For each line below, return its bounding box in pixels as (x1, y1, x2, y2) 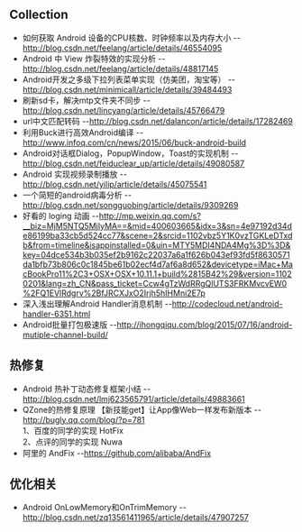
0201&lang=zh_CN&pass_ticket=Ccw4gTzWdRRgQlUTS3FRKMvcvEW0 (22, 278, 288, 289)
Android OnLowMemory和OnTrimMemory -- (22, 502, 187, 513)
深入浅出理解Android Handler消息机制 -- (22, 298, 173, 309)
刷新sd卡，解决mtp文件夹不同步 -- (22, 95, 151, 105)
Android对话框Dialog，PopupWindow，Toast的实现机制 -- (22, 148, 239, 159)
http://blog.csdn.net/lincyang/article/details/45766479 (22, 105, 225, 115)
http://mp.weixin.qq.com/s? (98, 210, 201, 221)
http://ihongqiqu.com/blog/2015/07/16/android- (116, 319, 293, 330)
